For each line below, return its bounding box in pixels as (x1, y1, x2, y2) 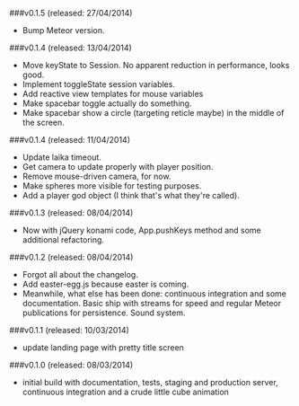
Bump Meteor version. (22, 25, 105, 35)
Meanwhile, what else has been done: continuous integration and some (22, 288, 287, 299)
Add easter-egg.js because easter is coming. (22, 278, 189, 289)
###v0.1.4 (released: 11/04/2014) (9, 135, 130, 145)
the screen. (22, 117, 65, 128)
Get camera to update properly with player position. (22, 162, 214, 172)
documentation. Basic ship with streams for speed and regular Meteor (22, 298, 281, 308)
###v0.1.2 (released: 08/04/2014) (9, 252, 134, 262)
